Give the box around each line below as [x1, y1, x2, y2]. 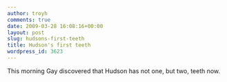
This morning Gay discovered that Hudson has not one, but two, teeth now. [7, 66, 221, 75]
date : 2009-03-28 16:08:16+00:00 [7, 23, 103, 29]
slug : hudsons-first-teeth [7, 36, 85, 42]
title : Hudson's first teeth [7, 42, 91, 49]
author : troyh [7, 10, 48, 17]
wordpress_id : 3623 [7, 49, 63, 55]
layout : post [7, 29, 45, 36]
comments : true [7, 16, 51, 23]
